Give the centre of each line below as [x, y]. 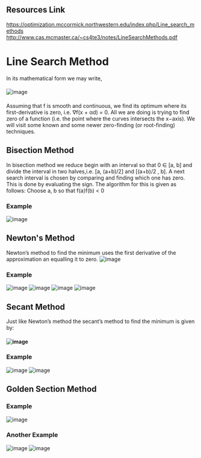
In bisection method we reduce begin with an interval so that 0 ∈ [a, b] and [99, 165]
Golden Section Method [52, 389]
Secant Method [36, 307]
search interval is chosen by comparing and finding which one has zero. [96, 178]
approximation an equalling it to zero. [52, 259]
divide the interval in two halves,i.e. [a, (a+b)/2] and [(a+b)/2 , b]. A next [95, 171]
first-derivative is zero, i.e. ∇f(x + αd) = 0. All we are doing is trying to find [98, 112]
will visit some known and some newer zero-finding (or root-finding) [91, 125]
